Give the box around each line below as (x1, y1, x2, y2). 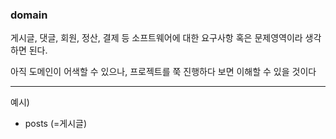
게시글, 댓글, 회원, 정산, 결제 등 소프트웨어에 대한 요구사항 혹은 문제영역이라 (10, 32, 303, 44)
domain (10, 8, 48, 22)
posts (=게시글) (24, 118, 88, 130)
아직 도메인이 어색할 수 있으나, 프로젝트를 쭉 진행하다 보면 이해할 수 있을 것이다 (10, 66, 317, 78)
